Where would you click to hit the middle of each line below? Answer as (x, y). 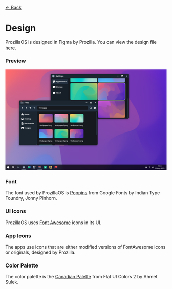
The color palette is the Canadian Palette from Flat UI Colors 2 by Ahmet (81, 277)
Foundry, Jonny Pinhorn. (31, 198)
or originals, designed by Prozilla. (40, 252)
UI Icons (16, 211)
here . (11, 48)
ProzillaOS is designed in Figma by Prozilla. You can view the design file (81, 42)
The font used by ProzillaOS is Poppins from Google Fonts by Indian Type (83, 193)
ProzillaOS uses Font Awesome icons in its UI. (53, 223)
